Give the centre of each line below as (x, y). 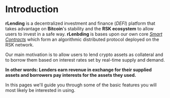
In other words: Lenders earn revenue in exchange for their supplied (79, 70)
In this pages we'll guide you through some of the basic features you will (81, 85)
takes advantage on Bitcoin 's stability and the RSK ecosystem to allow (79, 28)
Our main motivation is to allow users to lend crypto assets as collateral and (84, 55)
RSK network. (20, 44)
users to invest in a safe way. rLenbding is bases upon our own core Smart (84, 34)
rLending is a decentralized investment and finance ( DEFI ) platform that (80, 23)
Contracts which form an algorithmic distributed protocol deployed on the (82, 39)
